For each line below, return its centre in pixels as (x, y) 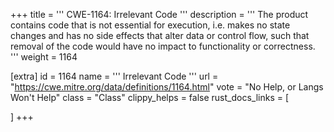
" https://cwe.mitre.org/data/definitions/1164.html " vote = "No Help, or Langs (167, 87)
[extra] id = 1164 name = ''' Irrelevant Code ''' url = (114, 76)
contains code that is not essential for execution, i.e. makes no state (150, 25)
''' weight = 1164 (44, 57)
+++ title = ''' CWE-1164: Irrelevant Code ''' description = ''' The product (159, 14)
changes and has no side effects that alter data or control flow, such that (160, 35)
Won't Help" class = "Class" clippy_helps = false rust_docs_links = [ (150, 97)
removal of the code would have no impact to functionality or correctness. (163, 46)
